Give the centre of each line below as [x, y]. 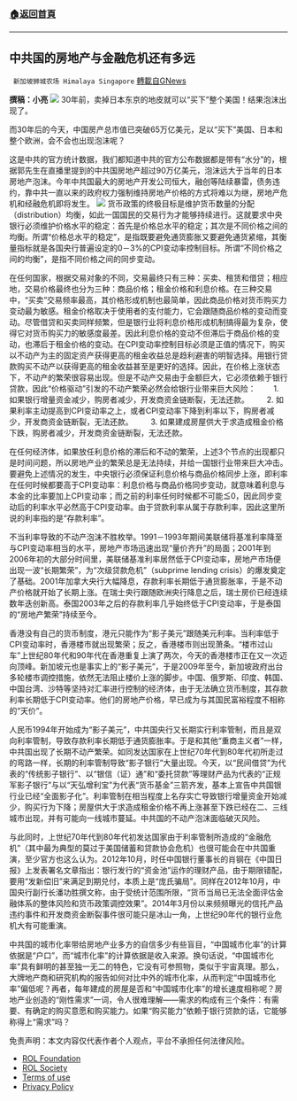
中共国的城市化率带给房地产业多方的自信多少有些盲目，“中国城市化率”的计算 [148, 944]
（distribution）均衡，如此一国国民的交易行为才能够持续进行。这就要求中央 [146, 215]
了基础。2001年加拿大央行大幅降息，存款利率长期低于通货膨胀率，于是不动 [146, 581]
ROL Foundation [51, 1058]
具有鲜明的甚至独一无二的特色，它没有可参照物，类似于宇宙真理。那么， [152, 966]
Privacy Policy [48, 1087]
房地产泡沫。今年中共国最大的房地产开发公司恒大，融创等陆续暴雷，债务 [141, 182]
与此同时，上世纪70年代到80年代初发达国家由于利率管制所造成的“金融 [137, 837]
